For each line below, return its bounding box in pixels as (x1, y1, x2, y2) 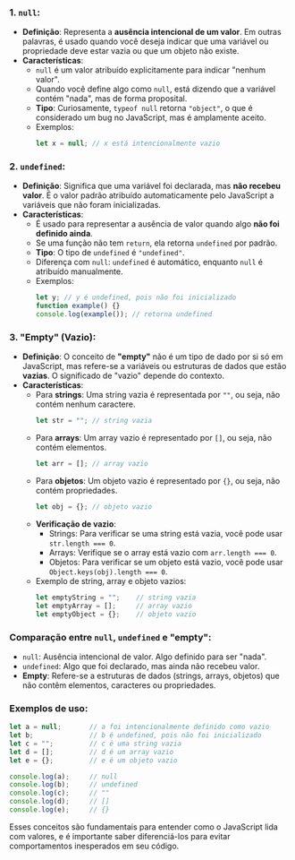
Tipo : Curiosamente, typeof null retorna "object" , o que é (35, 103, 253, 114)
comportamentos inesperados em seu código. (9, 840, 180, 851)
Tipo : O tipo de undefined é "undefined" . (35, 247, 185, 258)
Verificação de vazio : (35, 519, 116, 529)
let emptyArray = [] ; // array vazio (35, 601, 192, 610)
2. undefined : (9, 160, 65, 173)
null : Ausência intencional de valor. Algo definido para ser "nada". (21, 651, 267, 662)
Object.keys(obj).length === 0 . (48, 566, 168, 577)
